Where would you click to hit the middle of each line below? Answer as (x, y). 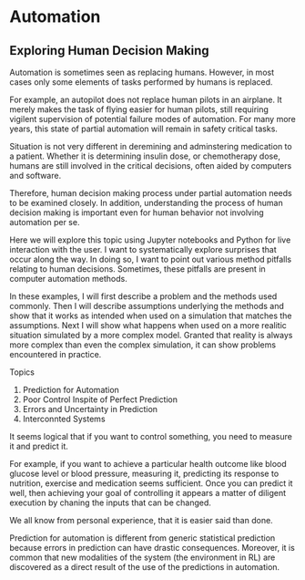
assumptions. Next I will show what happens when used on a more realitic (148, 325)
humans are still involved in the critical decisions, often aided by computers (151, 166)
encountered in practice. (56, 354)
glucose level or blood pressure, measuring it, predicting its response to (144, 473)
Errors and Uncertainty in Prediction (90, 409)
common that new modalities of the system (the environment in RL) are (142, 557)
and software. (36, 176)
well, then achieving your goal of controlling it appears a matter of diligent (148, 493)
